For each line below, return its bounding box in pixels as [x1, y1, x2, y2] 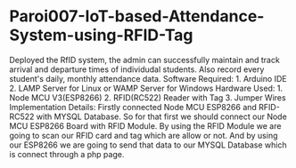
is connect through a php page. [9, 148, 125, 159]
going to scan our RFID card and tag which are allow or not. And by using [9, 130, 278, 140]
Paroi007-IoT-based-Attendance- [9, 6, 265, 27]
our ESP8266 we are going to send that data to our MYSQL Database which [9, 140, 287, 150]
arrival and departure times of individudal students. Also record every [9, 64, 265, 75]
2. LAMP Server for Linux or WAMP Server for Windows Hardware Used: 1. [9, 83, 284, 93]
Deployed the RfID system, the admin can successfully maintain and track [9, 54, 281, 65]
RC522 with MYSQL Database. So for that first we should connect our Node [9, 111, 287, 122]
